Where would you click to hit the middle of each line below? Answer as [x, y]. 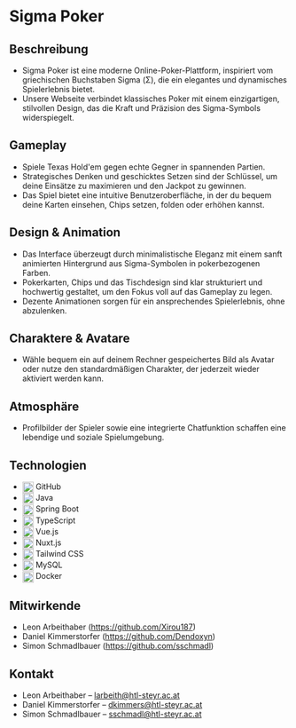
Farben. [36, 273]
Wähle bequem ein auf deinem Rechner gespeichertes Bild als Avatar [148, 360]
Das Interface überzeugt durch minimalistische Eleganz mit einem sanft [152, 254]
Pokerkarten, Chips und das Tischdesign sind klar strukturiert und [142, 282]
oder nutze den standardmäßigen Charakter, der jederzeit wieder [140, 369]
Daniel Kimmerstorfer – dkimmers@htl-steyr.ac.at [112, 705]
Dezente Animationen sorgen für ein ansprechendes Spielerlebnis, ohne [153, 301]
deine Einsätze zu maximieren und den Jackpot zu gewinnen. [134, 186]
